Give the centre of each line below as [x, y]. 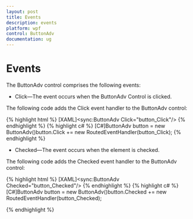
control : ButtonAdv [30, 34]
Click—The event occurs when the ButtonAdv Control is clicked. [93, 96]
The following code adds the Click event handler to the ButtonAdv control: [97, 108]
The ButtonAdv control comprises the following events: [74, 85]
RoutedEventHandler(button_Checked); [54, 198]
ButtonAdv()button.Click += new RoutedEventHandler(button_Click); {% [94, 132]
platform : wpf [24, 28]
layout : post [22, 12]
